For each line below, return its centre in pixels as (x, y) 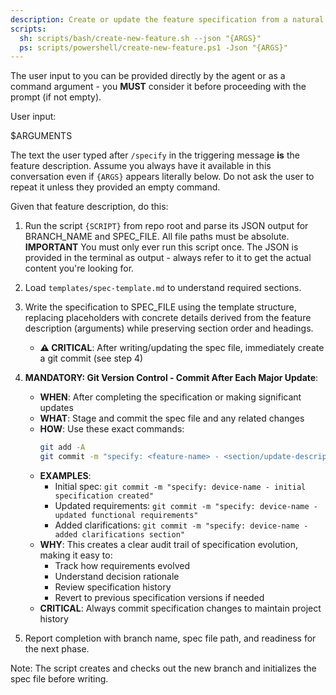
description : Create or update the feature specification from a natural (167, 19)
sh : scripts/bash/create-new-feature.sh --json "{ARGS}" (140, 38)
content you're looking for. (79, 268)
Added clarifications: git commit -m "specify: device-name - (181, 525)
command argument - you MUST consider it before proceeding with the (158, 87)
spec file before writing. (59, 679)
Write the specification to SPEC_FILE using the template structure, (160, 307)
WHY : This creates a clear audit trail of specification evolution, (168, 544)
